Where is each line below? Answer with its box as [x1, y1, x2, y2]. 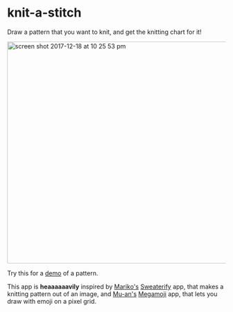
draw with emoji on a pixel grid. [7, 297, 97, 305]
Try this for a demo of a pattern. [7, 268, 98, 277]
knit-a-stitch [7, 5, 82, 21]
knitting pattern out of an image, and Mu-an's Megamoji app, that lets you [7, 289, 218, 298]
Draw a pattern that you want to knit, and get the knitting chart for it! [7, 28, 202, 36]
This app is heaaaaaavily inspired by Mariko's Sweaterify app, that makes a [7, 282, 224, 291]
